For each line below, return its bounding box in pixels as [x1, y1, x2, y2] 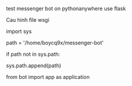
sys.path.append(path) [6, 62, 62, 69]
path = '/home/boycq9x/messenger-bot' [6, 39, 104, 46]
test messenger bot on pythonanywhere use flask [6, 5, 126, 12]
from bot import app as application [6, 74, 90, 80]
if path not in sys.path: [6, 51, 60, 58]
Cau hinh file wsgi [6, 16, 50, 23]
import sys [6, 28, 32, 35]
